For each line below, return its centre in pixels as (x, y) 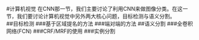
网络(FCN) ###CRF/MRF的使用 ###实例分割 (61, 31)
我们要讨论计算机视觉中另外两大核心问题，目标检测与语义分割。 (96, 16)
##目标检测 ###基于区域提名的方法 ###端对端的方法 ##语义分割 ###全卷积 (100, 24)
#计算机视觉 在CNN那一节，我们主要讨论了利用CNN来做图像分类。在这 (94, 9)
